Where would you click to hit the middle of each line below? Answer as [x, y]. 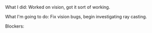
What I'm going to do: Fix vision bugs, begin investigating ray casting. [76, 16]
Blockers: [15, 26]
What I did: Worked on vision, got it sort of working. [58, 7]
